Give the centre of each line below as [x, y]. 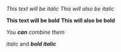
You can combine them [36, 32]
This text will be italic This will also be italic [60, 9]
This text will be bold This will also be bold [61, 20]
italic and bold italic [31, 44]
